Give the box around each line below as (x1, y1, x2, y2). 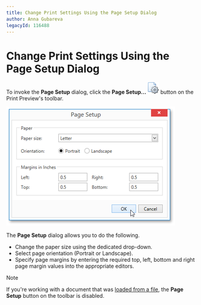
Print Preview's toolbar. (6, 95, 64, 102)
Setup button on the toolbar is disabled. (6, 292, 105, 300)
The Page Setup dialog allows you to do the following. (6, 232, 140, 239)
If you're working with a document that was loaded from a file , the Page (6, 286, 184, 293)
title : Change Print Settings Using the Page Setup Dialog (6, 10, 157, 16)
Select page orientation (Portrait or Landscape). (14, 250, 133, 257)
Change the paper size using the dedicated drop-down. (14, 244, 153, 251)
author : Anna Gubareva (6, 16, 63, 22)
